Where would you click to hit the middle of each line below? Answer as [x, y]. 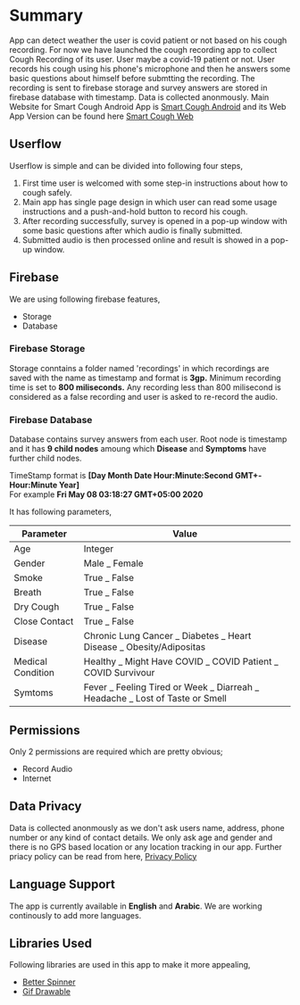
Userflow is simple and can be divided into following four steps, [126, 165]
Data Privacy [46, 806]
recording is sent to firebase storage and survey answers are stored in [138, 87]
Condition [34, 673]
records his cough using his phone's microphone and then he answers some [150, 69]
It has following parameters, [61, 512]
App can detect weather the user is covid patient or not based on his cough [148, 40]
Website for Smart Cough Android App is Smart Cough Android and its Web [148, 106]
